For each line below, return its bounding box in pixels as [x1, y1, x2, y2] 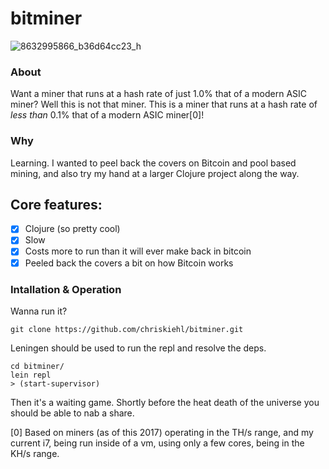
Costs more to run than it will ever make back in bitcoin [24, 245, 252, 257]
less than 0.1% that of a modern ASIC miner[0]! [10, 109, 205, 121]
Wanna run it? [10, 305, 68, 317]
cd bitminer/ [10, 361, 65, 371]
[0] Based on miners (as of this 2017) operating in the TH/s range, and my [10, 426, 314, 438]
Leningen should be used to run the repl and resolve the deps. [10, 342, 267, 354]
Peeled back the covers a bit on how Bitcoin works [24, 257, 234, 269]
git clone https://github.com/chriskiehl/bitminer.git [10, 324, 244, 334]
